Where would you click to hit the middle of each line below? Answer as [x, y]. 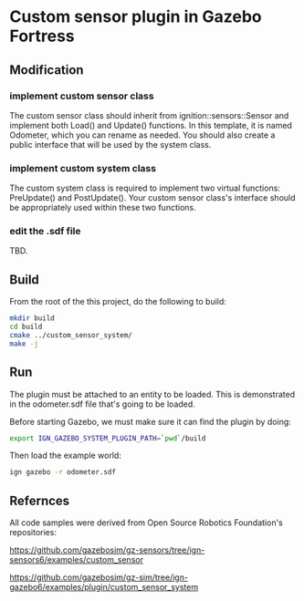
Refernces [40, 500]
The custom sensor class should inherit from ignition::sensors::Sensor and [149, 115]
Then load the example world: [65, 456]
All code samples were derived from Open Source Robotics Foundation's [146, 523]
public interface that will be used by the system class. [110, 144]
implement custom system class [83, 168]
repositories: [33, 533]
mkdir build [32, 318]
